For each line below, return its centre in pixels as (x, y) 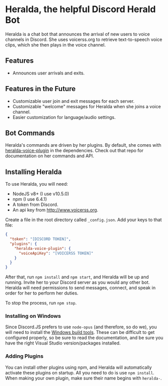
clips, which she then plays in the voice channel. (55, 45)
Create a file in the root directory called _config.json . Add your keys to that (84, 220)
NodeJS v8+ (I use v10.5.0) (41, 194)
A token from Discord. (35, 205)
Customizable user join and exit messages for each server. (73, 101)
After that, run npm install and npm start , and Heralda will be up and (77, 277)
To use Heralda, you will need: (37, 184)
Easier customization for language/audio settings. (64, 117)
